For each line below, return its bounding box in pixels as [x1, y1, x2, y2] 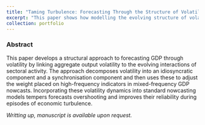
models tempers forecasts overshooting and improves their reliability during [6, 93, 197, 101]
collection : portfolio [6, 20, 64, 26]
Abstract [6, 40, 34, 49]
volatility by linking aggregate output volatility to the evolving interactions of [6, 60, 197, 68]
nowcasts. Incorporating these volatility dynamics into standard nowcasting [6, 87, 196, 94]
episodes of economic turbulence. [6, 99, 93, 107]
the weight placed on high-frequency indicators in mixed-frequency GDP [6, 80, 190, 87]
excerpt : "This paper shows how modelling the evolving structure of [6, 15, 187, 21]
